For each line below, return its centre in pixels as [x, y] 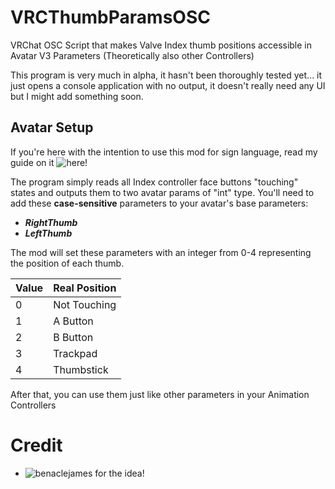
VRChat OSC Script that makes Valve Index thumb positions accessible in [161, 45]
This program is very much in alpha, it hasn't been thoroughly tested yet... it [166, 75]
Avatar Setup [52, 127]
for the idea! [119, 473]
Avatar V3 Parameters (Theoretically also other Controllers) [132, 55]
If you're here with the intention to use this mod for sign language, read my [164, 152]
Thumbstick [81, 369]
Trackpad [75, 353]
